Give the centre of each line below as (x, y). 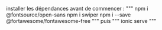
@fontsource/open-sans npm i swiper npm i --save (69, 15)
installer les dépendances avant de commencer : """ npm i (77, 9)
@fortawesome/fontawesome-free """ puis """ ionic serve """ (81, 21)
